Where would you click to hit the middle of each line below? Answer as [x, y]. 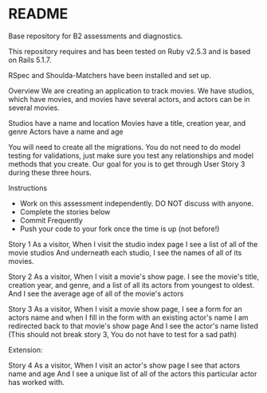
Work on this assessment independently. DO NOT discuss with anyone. [136, 203]
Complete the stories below [65, 211]
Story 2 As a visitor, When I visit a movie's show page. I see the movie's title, [134, 277]
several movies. [34, 108]
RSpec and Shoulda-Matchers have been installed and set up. [110, 75]
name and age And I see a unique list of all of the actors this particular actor [133, 373]
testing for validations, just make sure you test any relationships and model [131, 155]
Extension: [26, 350]
